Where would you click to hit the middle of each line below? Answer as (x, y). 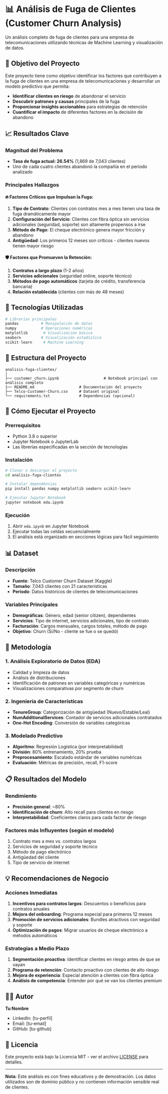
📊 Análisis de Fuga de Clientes (70, 9)
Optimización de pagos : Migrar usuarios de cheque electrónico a (80, 930)
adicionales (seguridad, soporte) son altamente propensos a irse (79, 224)
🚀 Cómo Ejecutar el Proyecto (50, 411)
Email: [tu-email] (29, 1024)
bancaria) (22, 286)
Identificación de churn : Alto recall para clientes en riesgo (73, 812)
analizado (22, 172)
